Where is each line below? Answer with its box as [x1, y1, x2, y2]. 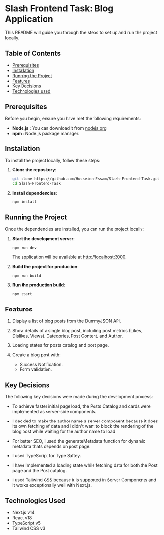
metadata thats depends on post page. [12, 443, 91, 450]
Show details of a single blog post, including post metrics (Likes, [12, 328, 142, 334]
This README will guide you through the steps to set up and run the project [5, 29, 158, 35]
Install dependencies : [12, 190, 57, 196]
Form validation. [19, 366, 52, 372]
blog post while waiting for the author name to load [12, 428, 116, 435]
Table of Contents [5, 49, 61, 57]
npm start [12, 291, 33, 296]
